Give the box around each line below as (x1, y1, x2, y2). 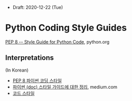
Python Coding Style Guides (5, 22, 127, 33)
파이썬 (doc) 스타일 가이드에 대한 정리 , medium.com (12, 84, 118, 90)
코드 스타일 (12, 90, 35, 96)
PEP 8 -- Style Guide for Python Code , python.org (5, 39, 110, 45)
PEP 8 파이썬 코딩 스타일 (12, 77, 62, 83)
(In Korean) (5, 67, 29, 73)
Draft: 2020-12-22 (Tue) (12, 5, 63, 10)
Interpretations (5, 53, 54, 62)
